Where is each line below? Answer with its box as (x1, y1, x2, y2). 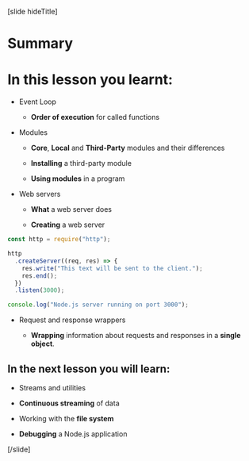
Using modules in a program (30, 174, 125, 183)
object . (30, 339, 55, 348)
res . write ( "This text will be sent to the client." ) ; (21, 264, 203, 272)
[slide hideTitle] (7, 7, 58, 16)
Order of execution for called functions (30, 113, 160, 122)
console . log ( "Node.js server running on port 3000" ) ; (7, 301, 190, 309)
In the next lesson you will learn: (7, 362, 170, 375)
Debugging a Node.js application (18, 428, 128, 439)
